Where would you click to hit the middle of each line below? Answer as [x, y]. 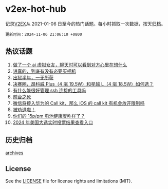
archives [14, 153]
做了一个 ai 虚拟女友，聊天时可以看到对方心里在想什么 [70, 65]
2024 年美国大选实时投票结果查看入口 [53, 122]
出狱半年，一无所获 [33, 77]
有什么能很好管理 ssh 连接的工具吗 [49, 90]
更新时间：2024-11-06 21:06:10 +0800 [44, 34]
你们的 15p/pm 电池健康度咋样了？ [49, 116]
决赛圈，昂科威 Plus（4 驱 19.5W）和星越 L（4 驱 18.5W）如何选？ [83, 84]
